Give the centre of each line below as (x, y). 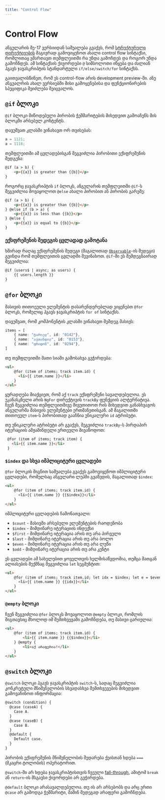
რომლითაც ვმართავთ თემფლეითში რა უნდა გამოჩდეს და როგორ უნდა (81, 58)
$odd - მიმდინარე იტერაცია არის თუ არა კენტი (61, 549)
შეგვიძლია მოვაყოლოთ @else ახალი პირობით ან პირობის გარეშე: (75, 191)
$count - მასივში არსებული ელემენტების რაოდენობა (67, 523)
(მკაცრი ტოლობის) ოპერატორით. (41, 763)
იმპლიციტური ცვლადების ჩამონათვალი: (48, 513)
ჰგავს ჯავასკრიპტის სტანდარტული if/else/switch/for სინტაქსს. (72, 68)
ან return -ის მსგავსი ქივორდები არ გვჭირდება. (55, 777)
